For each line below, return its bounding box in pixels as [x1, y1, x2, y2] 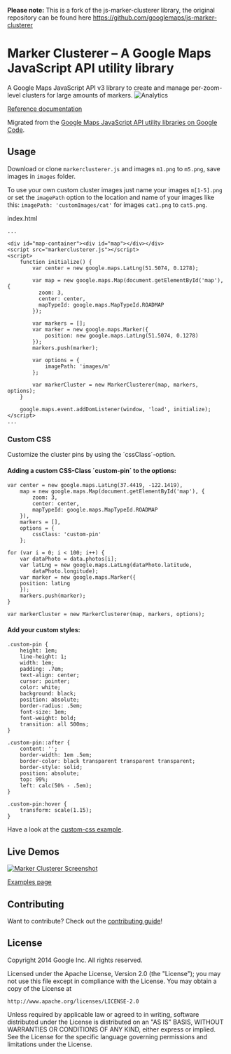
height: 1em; [20, 647, 58, 655]
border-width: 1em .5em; [20, 752, 92, 759]
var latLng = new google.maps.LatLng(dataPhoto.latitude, [20, 561, 192, 569]
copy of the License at [7, 984, 72, 992]
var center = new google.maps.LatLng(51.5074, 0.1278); [32, 265, 199, 272]
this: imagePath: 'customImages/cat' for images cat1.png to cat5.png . [7, 200, 208, 209]
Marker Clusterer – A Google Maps [7, 46, 211, 62]
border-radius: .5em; [20, 702, 83, 709]
